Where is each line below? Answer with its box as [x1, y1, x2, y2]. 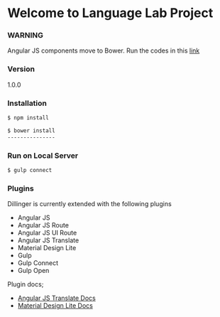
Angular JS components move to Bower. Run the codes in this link [7, 46, 200, 55]
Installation [7, 98, 48, 108]
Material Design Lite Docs [17, 301, 94, 310]
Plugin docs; [7, 280, 44, 289]
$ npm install [7, 114, 50, 122]
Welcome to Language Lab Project [7, 5, 214, 21]
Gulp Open [17, 267, 50, 275]
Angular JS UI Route [17, 229, 77, 237]
